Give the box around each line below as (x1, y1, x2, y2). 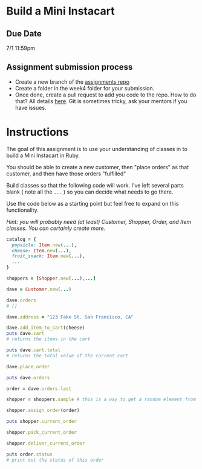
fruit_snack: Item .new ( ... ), (11, 253, 85, 259)
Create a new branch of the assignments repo (15, 78, 130, 86)
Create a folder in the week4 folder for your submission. (15, 84, 155, 92)
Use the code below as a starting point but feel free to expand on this (6, 200, 180, 207)
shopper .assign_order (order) (6, 408, 80, 414)
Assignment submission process (6, 62, 133, 72)
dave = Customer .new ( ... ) (6, 286, 71, 292)
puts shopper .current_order (6, 419, 77, 425)
